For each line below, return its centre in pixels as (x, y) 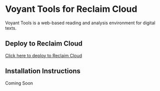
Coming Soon (19, 83)
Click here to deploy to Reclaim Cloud (44, 55)
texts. (11, 28)
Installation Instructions (43, 71)
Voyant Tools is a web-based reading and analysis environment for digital (80, 23)
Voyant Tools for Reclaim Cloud (71, 9)
